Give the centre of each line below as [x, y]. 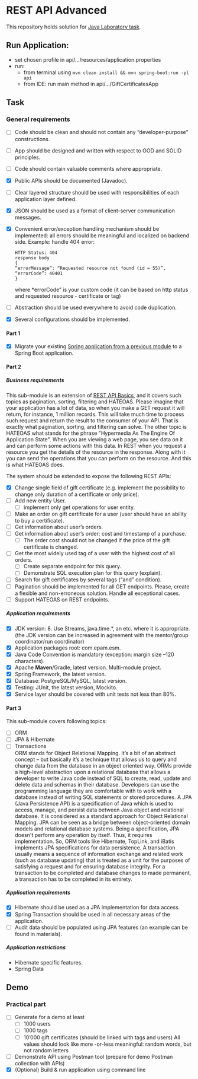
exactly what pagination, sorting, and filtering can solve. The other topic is [97, 426]
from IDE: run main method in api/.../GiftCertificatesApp [91, 84]
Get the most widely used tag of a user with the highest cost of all [95, 553]
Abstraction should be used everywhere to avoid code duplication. [96, 307]
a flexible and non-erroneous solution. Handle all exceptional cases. [97, 593]
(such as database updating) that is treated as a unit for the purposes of [102, 860]
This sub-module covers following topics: [57, 721]
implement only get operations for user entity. [79, 507]
